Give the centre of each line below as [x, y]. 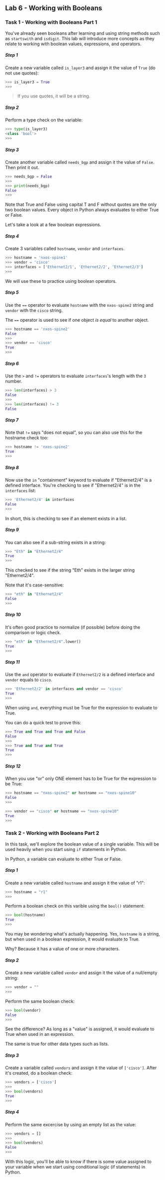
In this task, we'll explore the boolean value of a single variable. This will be [82, 844]
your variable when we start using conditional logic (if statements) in [75, 1167]
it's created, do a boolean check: [39, 1073]
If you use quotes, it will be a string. [54, 96]
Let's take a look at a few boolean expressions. [53, 225]
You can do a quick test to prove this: [43, 722]
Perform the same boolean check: [40, 1001]
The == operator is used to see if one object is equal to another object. [77, 320]
